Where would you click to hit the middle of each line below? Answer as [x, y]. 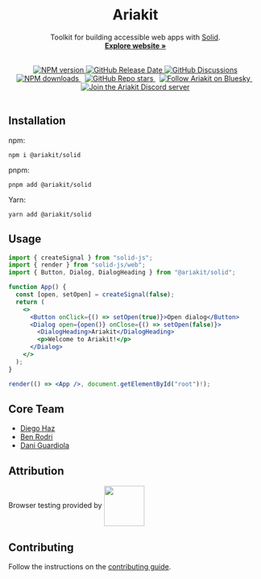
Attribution [36, 471]
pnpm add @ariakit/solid [50, 184]
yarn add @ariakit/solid [50, 214]
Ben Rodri [36, 437]
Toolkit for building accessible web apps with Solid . [135, 37]
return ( [30, 302]
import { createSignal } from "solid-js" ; [81, 258]
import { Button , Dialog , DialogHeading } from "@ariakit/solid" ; [122, 273]
